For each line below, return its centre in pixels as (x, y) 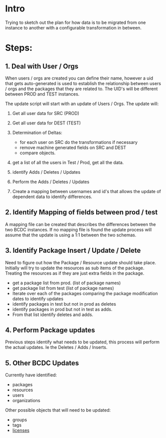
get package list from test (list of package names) (63, 288)
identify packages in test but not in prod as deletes (64, 304)
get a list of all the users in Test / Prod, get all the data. (68, 162)
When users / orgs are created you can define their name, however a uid (79, 78)
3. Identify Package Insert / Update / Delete (73, 251)
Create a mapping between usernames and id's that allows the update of (86, 191)
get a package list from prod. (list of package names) (66, 283)
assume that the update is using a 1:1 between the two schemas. (71, 235)
